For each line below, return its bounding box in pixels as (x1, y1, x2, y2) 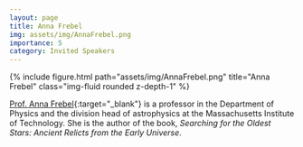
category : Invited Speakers (9, 47, 116, 56)
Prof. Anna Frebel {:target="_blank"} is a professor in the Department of (9, 98, 274, 109)
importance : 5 (9, 38, 63, 48)
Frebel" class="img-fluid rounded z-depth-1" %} (9, 81, 190, 92)
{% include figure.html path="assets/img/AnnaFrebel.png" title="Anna (9, 71, 270, 82)
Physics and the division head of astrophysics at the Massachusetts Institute (9, 108, 295, 119)
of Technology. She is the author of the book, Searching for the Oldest (9, 118, 271, 129)
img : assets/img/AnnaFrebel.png (9, 30, 131, 39)
